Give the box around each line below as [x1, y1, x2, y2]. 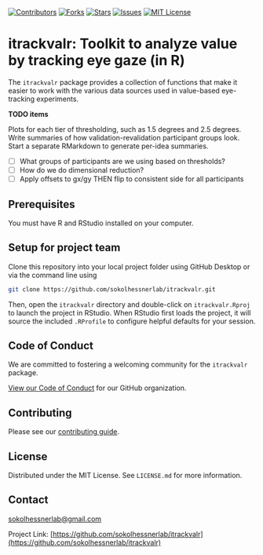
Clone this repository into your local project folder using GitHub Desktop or [8, 261, 250, 271]
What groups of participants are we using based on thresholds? [19, 156, 225, 166]
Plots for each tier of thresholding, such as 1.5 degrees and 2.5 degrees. [8, 124, 242, 133]
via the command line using [8, 270, 97, 279]
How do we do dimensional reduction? [19, 166, 144, 174]
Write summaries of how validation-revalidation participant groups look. [8, 133, 240, 142]
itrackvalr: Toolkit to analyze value [8, 35, 238, 53]
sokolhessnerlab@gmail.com [8, 514, 102, 524]
